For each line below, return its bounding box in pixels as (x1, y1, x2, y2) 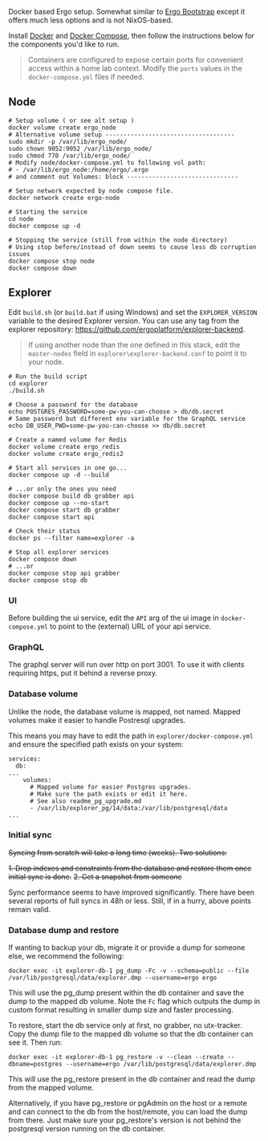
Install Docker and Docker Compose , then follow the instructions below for (8, 31, 255, 40)
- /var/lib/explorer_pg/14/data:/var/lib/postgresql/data (29, 804, 228, 812)
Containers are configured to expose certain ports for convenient (27, 55, 244, 64)
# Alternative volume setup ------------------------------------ (8, 130, 235, 139)
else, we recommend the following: (8, 952, 124, 961)
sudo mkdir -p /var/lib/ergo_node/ (8, 137, 128, 145)
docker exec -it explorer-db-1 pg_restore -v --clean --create (8, 1053, 225, 1062)
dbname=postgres (8, 1060, 63, 1069)
